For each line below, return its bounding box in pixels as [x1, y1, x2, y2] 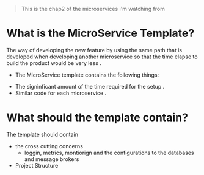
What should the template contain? [6, 111, 188, 125]
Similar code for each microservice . [15, 89, 107, 97]
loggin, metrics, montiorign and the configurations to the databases [24, 149, 194, 156]
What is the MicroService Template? [6, 27, 195, 40]
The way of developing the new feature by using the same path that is [6, 46, 182, 53]
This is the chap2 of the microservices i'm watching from [21, 5, 165, 12]
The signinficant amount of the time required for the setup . [15, 83, 165, 90]
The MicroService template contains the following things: [15, 71, 159, 78]
